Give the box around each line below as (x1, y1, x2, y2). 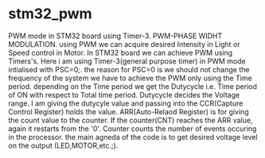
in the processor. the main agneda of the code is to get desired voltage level (8, 132, 258, 141)
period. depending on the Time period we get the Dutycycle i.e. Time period (8, 81, 257, 91)
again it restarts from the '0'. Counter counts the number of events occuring (8, 124, 257, 133)
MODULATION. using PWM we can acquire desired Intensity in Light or (8, 39, 240, 48)
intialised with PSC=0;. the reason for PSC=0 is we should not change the (8, 64, 250, 74)
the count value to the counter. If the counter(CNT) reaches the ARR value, (8, 115, 253, 125)
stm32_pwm (8, 5, 93, 23)
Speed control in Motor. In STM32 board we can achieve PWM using (8, 48, 233, 57)
